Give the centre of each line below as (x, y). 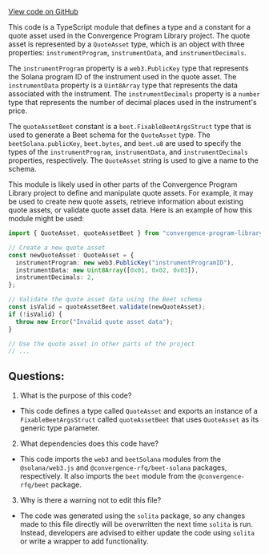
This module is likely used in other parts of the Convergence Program (123, 184)
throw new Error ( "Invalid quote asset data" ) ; (94, 321)
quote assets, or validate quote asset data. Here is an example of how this (130, 210)
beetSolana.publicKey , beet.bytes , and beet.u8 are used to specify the (125, 143)
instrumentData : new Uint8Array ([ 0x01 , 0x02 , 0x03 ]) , (107, 270)
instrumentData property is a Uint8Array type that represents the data (123, 85)
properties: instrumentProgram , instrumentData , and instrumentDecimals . (127, 53)
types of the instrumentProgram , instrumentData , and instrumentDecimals (128, 152)
